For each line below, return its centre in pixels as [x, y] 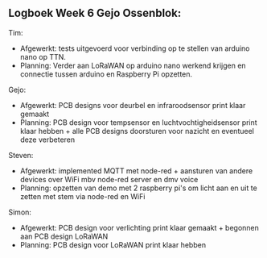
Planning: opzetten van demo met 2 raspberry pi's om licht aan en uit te [138, 188]
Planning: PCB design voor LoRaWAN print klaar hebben [113, 244]
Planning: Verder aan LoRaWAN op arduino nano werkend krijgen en [133, 65]
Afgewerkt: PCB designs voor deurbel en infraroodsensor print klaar [133, 105]
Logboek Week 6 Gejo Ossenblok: [95, 13]
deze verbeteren [47, 139]
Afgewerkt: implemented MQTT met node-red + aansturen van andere [136, 171]
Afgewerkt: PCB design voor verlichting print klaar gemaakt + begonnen [140, 227]
